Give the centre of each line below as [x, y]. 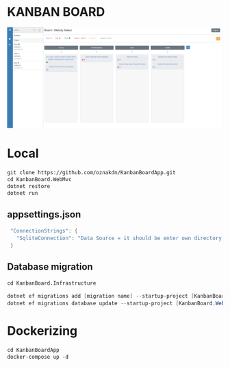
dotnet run [23, 193]
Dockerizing [42, 331]
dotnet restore [29, 187]
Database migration [50, 267]
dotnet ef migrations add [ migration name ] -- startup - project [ [101, 296]
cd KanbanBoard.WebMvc [39, 180]
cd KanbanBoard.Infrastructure [52, 283]
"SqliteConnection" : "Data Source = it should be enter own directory [119, 238]
